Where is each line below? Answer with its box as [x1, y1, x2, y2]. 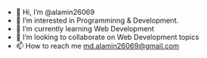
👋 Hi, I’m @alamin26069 [15, 8, 95, 16]
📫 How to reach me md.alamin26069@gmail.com [15, 42, 180, 50]
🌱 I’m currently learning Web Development [15, 24, 155, 33]
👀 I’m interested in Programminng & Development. [15, 16, 179, 25]
